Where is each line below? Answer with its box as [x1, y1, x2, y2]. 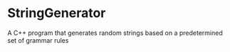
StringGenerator [7, 5, 106, 21]
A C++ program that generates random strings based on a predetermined [7, 28, 223, 37]
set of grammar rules [7, 36, 69, 44]
